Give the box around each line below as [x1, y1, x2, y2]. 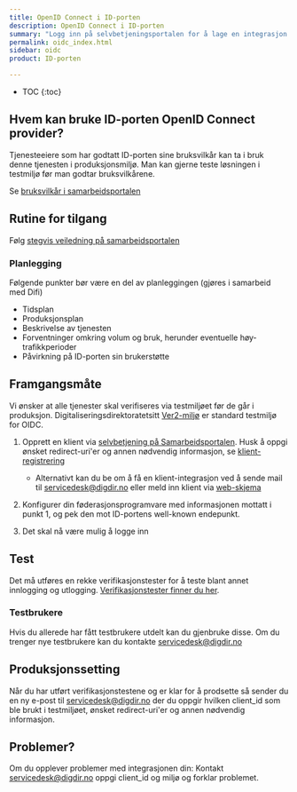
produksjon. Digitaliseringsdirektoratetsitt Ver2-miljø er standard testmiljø [9, 409, 277, 420]
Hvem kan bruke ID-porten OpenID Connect [9, 112, 255, 127]
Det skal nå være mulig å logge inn [21, 526, 149, 536]
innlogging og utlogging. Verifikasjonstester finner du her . [9, 584, 220, 595]
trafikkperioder [21, 341, 77, 352]
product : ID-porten [9, 54, 82, 63]
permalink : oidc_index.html [9, 37, 113, 47]
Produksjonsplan [21, 313, 84, 324]
